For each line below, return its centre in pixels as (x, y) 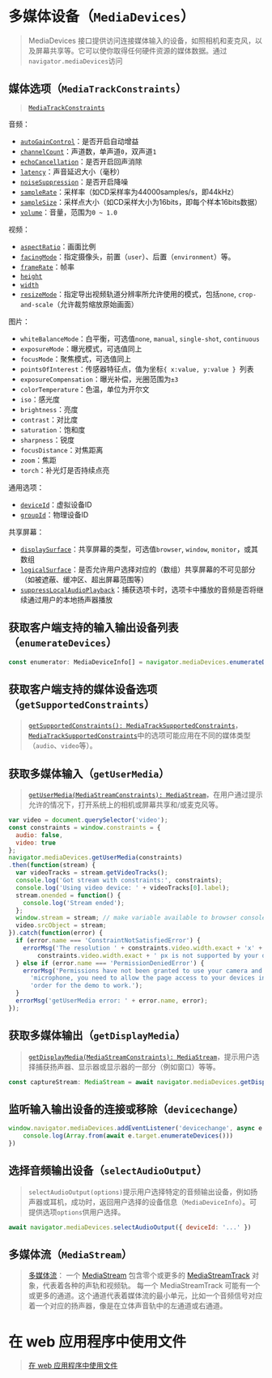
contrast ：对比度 (49, 419)
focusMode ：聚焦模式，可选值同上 (76, 359)
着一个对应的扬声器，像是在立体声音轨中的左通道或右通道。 (127, 1306)
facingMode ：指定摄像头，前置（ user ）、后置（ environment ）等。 (127, 257)
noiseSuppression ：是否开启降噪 (74, 181)
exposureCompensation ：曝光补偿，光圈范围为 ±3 (99, 379)
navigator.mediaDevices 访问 (75, 61)
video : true (36, 843)
